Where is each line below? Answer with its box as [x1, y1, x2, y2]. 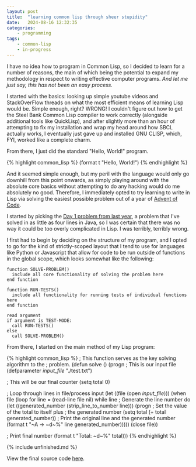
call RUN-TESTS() [12, 322, 54, 328]
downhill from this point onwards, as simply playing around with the [6, 176, 169, 183]
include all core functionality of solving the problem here [12, 272, 164, 277]
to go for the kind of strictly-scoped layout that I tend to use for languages [6, 242, 185, 249]
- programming [17, 30, 51, 36]
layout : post [6, 8, 38, 15]
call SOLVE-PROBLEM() [12, 333, 65, 339]
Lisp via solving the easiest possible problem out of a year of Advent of [6, 195, 178, 202]
